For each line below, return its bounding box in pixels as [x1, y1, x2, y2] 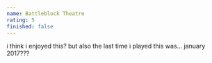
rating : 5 [6, 17, 35, 24]
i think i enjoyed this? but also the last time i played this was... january [6, 42, 206, 51]
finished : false [6, 23, 54, 30]
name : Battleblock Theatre [6, 10, 85, 17]
